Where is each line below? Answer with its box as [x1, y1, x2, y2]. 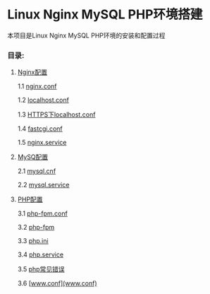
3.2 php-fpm [17, 223, 55, 232]
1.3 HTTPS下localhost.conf [17, 110, 96, 119]
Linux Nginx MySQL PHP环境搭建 [7, 6, 203, 23]
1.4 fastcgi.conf [17, 124, 63, 133]
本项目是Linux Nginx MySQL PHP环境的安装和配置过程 [7, 31, 166, 40]
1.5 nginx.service [17, 139, 67, 147]
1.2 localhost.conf [17, 96, 69, 105]
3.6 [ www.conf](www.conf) [17, 279, 97, 288]
